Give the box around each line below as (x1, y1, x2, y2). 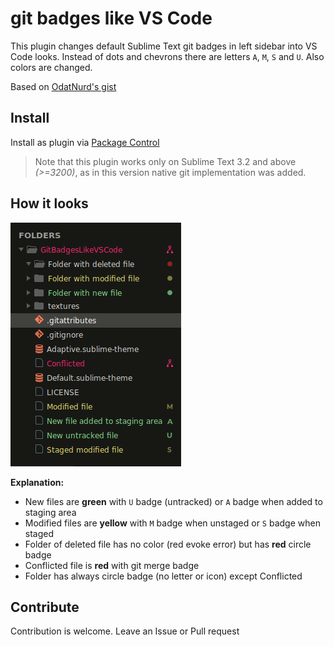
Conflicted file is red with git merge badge (24, 559, 200, 571)
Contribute (10, 598, 80, 616)
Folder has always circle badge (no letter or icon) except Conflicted (24, 570, 303, 582)
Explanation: (10, 476, 65, 488)
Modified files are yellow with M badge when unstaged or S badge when (24, 517, 321, 529)
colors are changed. (10, 61, 93, 73)
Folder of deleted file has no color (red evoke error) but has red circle (24, 538, 312, 550)
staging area (24, 506, 77, 518)
